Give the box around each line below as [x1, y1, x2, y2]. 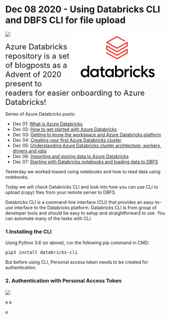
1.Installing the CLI [5, 228, 52, 235]
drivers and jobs [12, 148, 47, 154]
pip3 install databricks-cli [5, 250, 78, 255]
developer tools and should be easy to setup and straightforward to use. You [5, 210, 165, 216]
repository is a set [5, 51, 70, 61]
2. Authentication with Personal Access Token [5, 277, 122, 284]
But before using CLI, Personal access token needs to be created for [5, 259, 149, 265]
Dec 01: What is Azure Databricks [12, 121, 83, 127]
